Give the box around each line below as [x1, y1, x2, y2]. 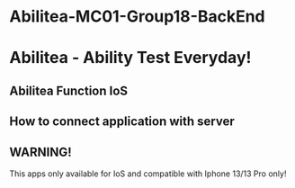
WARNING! [9, 144, 72, 159]
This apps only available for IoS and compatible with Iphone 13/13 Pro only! [9, 168, 287, 179]
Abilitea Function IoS [9, 83, 129, 98]
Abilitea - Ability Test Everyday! [9, 48, 252, 68]
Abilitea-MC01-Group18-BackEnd [9, 6, 265, 27]
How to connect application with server [9, 114, 236, 130]
